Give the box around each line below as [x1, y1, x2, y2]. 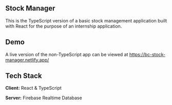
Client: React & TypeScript [5, 85, 62, 91]
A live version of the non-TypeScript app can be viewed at [5, 51, 128, 58]
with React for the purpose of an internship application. [5, 23, 122, 29]
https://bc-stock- [129, 51, 166, 58]
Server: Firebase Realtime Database [5, 95, 82, 101]
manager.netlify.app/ [5, 57, 49, 63]
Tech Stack [5, 71, 42, 81]
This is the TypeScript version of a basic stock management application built [5, 17, 167, 23]
